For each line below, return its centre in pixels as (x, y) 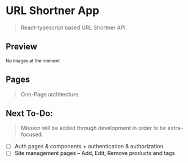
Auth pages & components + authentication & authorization (89, 147)
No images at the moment (33, 61)
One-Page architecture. (50, 94)
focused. (32, 134)
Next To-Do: (29, 113)
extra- (175, 128)
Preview (22, 47)
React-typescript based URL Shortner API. (74, 27)
